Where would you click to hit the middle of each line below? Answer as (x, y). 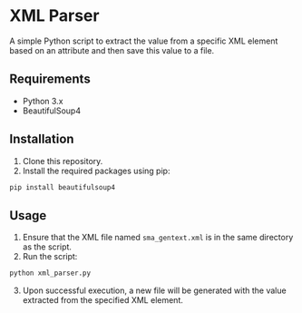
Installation (42, 139)
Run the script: (50, 257)
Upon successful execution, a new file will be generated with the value (155, 290)
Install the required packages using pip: (96, 171)
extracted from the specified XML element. (102, 300)
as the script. (47, 247)
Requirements (50, 79)
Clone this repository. (63, 161)
